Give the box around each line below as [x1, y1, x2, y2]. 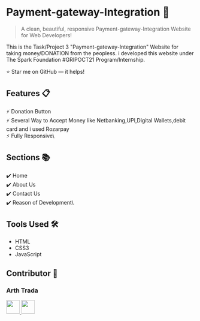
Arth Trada [6, 286, 39, 295]
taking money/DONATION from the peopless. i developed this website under [6, 49, 194, 56]
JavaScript [14, 251, 42, 258]
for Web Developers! [20, 31, 72, 38]
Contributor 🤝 [6, 268, 58, 278]
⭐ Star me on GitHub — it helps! [6, 68, 85, 75]
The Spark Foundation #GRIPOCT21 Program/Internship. [6, 56, 146, 63]
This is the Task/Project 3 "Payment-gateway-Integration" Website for [6, 43, 178, 50]
